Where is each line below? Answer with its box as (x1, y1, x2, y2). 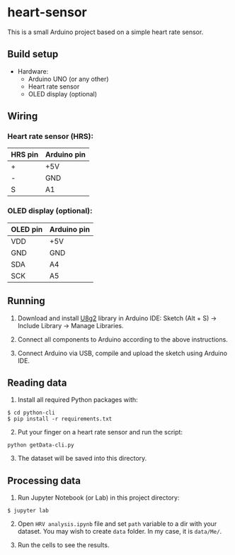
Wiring (7, 111, 38, 123)
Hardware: (17, 67, 49, 75)
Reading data (7, 376, 67, 388)
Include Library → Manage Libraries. (17, 321, 124, 330)
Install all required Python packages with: (17, 396, 138, 404)
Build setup (7, 48, 59, 60)
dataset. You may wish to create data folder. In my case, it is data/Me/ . (17, 527, 222, 536)
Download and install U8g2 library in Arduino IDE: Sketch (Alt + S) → (17, 313, 217, 323)
